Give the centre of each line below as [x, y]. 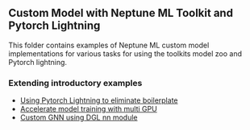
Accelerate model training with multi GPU [88, 109]
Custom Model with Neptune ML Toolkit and [121, 13]
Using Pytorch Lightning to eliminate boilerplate [99, 100]
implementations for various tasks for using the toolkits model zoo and [125, 53]
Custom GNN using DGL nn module [79, 118]
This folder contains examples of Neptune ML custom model [109, 45]
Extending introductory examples [75, 83]
